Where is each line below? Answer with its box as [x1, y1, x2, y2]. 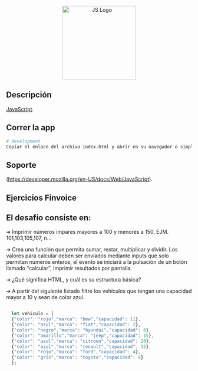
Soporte [6, 160, 37, 170]
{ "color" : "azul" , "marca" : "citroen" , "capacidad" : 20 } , [11, 338, 151, 344]
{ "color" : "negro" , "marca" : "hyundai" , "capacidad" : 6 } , [11, 327, 151, 333]
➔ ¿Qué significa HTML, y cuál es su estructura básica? [6, 276, 141, 283]
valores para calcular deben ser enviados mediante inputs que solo [6, 252, 169, 259]
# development [6, 138, 41, 144]
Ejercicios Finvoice [6, 193, 77, 203]
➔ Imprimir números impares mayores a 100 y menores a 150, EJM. [6, 228, 169, 236]
